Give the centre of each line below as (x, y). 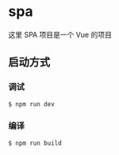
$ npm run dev (32, 104)
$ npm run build (35, 143)
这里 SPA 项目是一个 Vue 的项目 (60, 34)
